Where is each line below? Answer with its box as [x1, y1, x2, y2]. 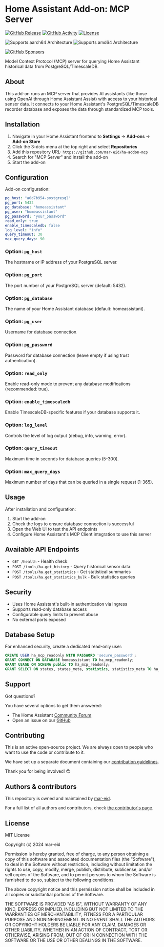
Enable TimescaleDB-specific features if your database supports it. [5, 409, 140, 415]
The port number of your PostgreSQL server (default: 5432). [5, 282, 127, 288]
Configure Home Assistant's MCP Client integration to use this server [12, 531, 151, 537]
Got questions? [5, 693, 36, 699]
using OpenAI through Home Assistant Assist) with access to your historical [5, 96, 157, 102]
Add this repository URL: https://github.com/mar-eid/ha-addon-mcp [12, 149, 148, 155]
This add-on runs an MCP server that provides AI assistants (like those [5, 90, 147, 96]
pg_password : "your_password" [5, 214, 67, 219]
